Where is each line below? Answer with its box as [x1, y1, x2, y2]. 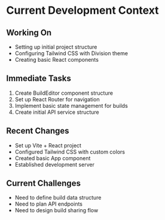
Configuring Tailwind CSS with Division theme [14, 50, 129, 57]
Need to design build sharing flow [14, 207, 99, 214]
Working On [6, 28, 52, 38]
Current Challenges [6, 178, 81, 189]
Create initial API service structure [14, 109, 100, 116]
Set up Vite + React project [14, 141, 82, 149]
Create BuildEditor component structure [14, 89, 114, 97]
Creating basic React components [14, 56, 99, 63]
